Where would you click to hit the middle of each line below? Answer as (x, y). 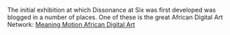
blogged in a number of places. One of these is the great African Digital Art (115, 17)
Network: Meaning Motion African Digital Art (71, 24)
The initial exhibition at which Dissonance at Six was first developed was (112, 10)
